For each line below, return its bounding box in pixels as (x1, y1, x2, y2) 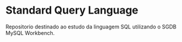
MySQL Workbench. (5, 29, 55, 36)
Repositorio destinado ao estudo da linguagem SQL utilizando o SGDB (5, 23, 177, 30)
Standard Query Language (5, 4, 139, 17)
